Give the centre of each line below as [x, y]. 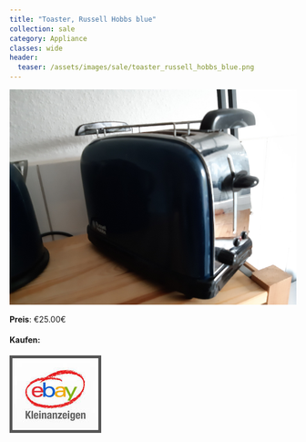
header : [24, 58]
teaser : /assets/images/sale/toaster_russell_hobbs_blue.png [136, 67]
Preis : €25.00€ [38, 319]
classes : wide [36, 48]
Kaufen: [25, 340]
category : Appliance [49, 38]
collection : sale [42, 29]
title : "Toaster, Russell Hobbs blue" [83, 19]
